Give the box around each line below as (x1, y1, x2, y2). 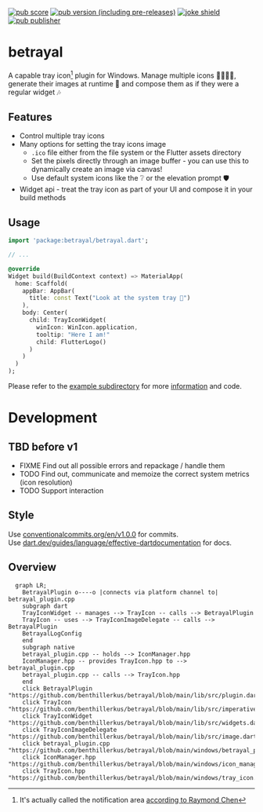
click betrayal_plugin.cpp (22, 739, 110, 748)
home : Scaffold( (15, 280, 68, 287)
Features (8, 110, 52, 123)
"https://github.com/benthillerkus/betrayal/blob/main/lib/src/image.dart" (8, 733, 261, 741)
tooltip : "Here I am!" (36, 331, 110, 338)
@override (8, 265, 41, 272)
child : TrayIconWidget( (28, 316, 107, 324)
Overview (8, 561, 57, 574)
